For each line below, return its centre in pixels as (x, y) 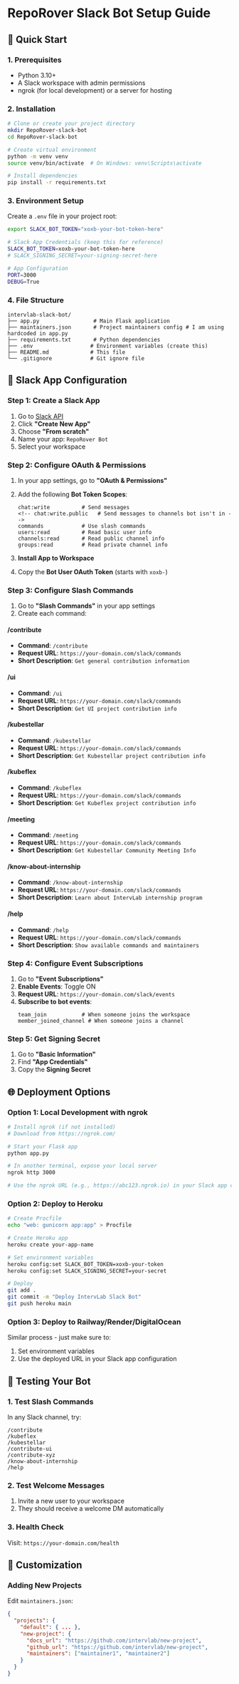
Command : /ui (40, 693)
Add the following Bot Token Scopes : (73, 494)
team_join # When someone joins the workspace (104, 1014)
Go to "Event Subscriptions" (61, 979)
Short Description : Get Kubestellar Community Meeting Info (107, 850)
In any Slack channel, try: (44, 1417)
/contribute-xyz (31, 1455)
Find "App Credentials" (53, 1062)
